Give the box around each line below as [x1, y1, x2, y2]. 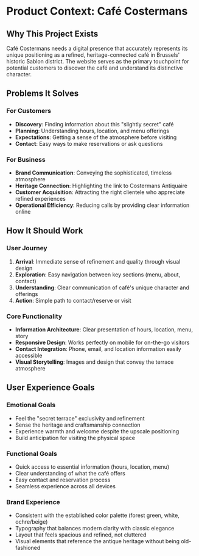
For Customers [6, 107, 52, 115]
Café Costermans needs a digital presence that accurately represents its [6, 45, 188, 52]
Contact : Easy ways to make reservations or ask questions [15, 140, 163, 147]
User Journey [6, 244, 47, 253]
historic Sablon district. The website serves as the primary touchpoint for [6, 58, 190, 65]
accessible [15, 352, 43, 359]
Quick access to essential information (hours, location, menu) [15, 463, 170, 471]
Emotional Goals [6, 401, 56, 410]
